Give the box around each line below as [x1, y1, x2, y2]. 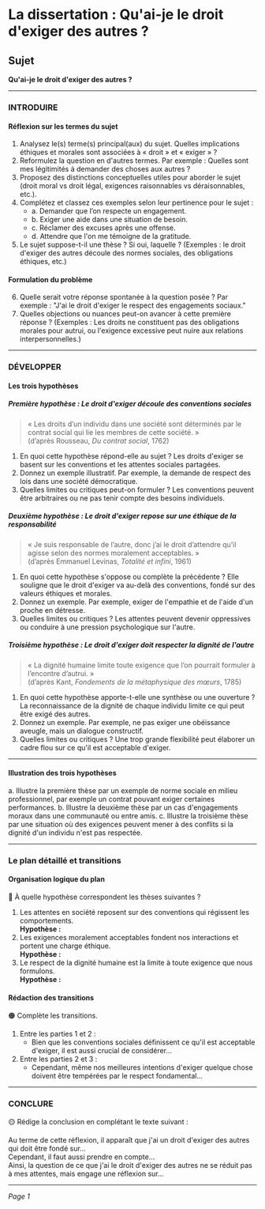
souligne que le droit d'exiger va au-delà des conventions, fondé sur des [19, 580, 256, 590]
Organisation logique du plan [8, 875, 105, 884]
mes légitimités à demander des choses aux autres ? [19, 164, 191, 174]
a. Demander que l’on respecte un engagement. [31, 206, 187, 216]
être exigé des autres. [19, 709, 91, 719]
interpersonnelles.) [19, 334, 81, 344]
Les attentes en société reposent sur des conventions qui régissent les [19, 908, 250, 917]
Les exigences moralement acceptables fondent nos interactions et [19, 933, 239, 943]
